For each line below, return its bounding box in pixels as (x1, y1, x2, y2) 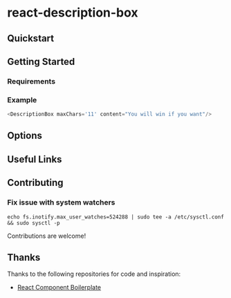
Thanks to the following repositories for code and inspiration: (7, 270, 181, 278)
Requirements (7, 76, 56, 86)
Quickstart (7, 32, 55, 44)
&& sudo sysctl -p (7, 219, 60, 226)
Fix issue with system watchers (7, 198, 115, 207)
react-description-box (7, 5, 138, 21)
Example (7, 95, 37, 104)
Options (7, 130, 43, 142)
